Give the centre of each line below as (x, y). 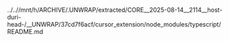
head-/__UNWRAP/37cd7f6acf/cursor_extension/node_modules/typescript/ (114, 24)
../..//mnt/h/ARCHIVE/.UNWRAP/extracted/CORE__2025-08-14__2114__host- (115, 10)
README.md (25, 31)
